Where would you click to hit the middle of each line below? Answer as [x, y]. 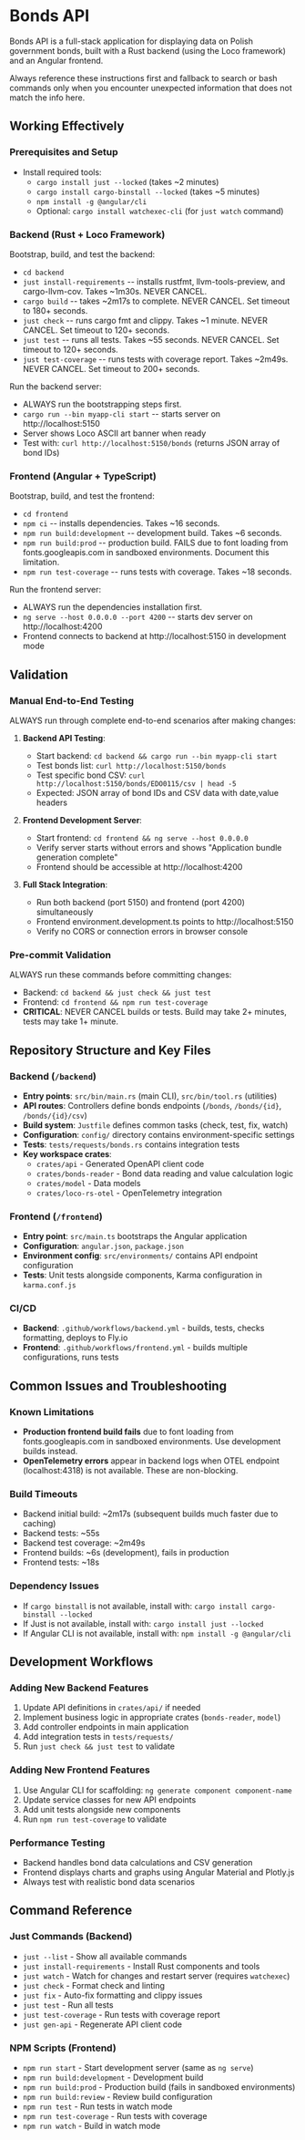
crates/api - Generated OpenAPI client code [120, 1163]
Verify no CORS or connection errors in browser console [142, 931]
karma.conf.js [49, 1286]
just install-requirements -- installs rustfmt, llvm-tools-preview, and [154, 281]
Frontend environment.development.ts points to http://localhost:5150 [165, 921]
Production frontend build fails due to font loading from [128, 1432]
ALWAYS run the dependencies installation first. [112, 607]
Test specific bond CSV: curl [91, 775]
